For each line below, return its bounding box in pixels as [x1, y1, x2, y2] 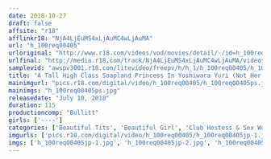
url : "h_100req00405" [8, 42, 81, 50]
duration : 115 [8, 101, 56, 109]
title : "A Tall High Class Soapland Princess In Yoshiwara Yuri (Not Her [8, 71, 262, 79]
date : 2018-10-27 [8, 11, 67, 20]
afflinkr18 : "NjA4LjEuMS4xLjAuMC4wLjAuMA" [8, 34, 153, 43]
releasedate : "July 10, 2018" [8, 94, 110, 102]
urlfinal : [8, 57, 42, 65]
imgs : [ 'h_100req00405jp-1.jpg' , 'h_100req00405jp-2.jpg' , [8, 138, 211, 147]
